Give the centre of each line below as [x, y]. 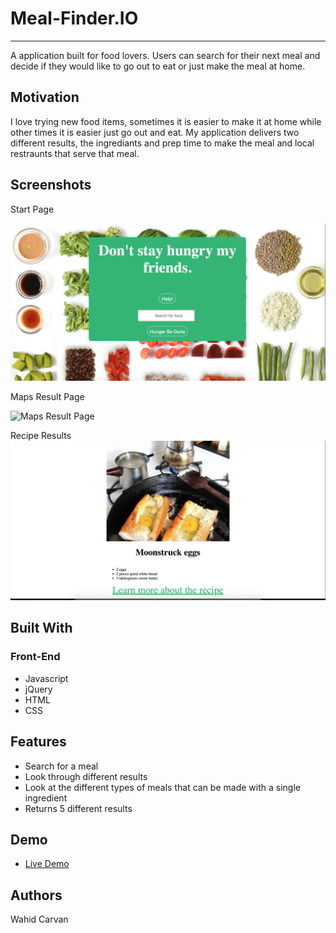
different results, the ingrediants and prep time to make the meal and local [162, 143]
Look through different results [86, 776]
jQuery [38, 689]
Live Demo [47, 864]
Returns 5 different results [78, 808]
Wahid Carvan [39, 919]
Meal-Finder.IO [74, 18]
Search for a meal [61, 766]
